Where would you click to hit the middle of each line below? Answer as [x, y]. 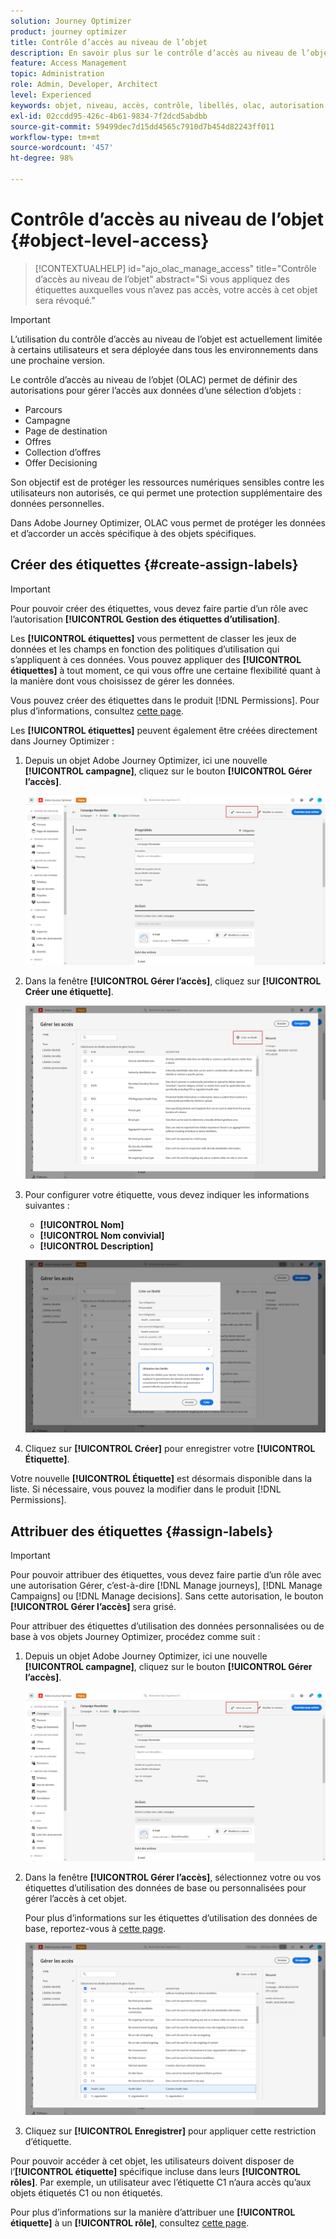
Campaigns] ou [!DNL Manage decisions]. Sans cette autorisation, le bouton [167, 1596]
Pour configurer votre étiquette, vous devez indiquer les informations [167, 1194]
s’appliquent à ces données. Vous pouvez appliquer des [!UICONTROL [156, 659]
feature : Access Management [69, 63]
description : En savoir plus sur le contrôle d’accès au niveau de [154, 53]
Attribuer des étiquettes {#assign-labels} [142, 1531]
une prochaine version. [58, 360]
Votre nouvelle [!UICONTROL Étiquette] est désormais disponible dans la [161, 1479]
